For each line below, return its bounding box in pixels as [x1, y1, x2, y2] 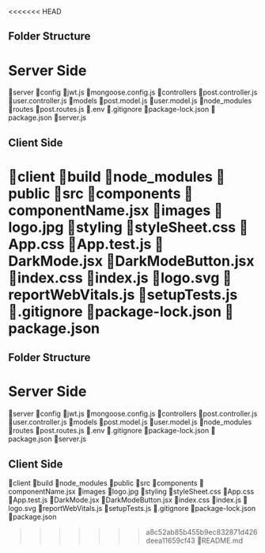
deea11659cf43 [146, 536, 195, 546]
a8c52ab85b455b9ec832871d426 [146, 528, 258, 537]
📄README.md [196, 536, 244, 546]
